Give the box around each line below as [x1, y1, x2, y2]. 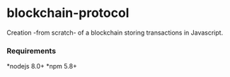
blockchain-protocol [6, 5, 130, 21]
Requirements [6, 46, 57, 56]
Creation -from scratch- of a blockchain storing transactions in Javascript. [6, 28, 224, 37]
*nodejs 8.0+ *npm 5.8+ [6, 62, 77, 71]
